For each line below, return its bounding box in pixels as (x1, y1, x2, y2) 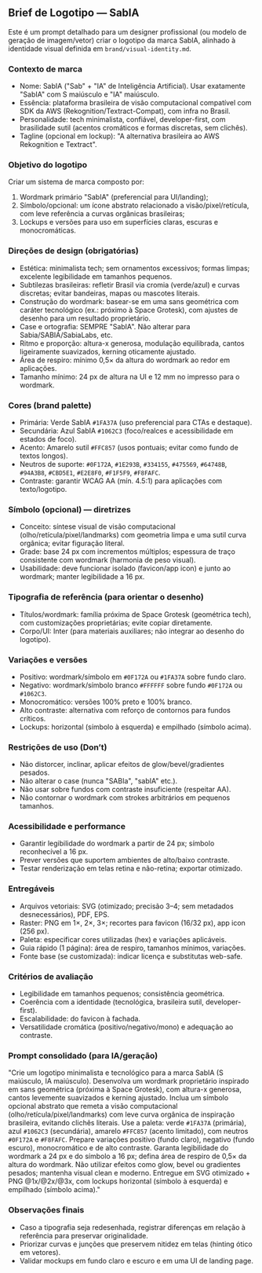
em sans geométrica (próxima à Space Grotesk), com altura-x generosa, (8, 1084, 242, 1095)
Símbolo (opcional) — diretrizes (8, 504, 131, 515)
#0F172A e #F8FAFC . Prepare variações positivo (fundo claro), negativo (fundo (8, 1135, 255, 1144)
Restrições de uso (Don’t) (8, 742, 107, 753)
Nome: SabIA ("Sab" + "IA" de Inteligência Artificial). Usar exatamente (19, 82, 246, 91)
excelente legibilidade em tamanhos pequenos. (19, 271, 173, 281)
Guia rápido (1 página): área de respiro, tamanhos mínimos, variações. (19, 943, 246, 952)
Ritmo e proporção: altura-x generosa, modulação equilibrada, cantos (19, 338, 245, 348)
